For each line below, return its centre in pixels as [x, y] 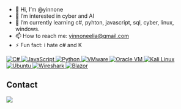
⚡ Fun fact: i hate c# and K [49, 45]
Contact [22, 85]
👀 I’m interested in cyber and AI [55, 16]
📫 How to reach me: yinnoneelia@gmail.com [72, 36]
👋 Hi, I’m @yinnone [39, 9]
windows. [27, 29]
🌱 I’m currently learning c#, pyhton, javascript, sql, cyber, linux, [94, 22]
